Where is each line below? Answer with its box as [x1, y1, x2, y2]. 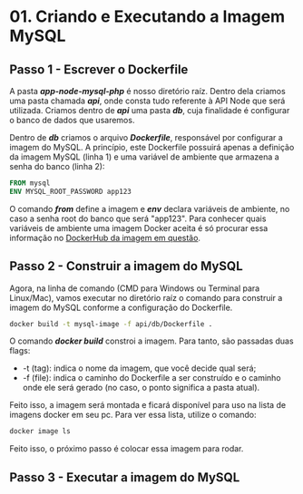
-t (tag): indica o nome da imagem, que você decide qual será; [22, 363, 257, 373]
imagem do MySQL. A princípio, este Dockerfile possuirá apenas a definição [9, 142, 295, 152]
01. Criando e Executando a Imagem [9, 6, 286, 27]
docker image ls [9, 427, 71, 436]
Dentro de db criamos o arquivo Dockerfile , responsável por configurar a [9, 132, 283, 142]
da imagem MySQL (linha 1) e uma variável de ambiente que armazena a [9, 151, 279, 162]
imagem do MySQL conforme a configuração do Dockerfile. [9, 302, 233, 313]
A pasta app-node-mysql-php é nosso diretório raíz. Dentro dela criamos [9, 86, 286, 96]
